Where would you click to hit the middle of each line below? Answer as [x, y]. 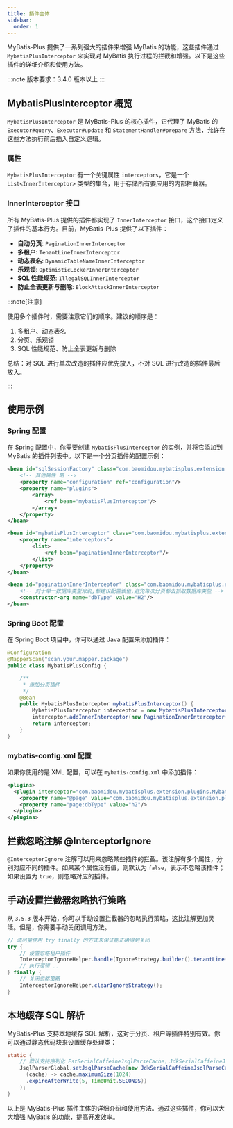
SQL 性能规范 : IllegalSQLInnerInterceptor [78, 278]
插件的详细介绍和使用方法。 [47, 65]
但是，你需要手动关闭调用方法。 [65, 927]
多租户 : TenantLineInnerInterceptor [68, 252]
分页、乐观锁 [35, 340]
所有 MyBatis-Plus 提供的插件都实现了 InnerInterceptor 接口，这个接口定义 [115, 220]
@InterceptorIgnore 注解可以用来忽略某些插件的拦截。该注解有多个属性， [112, 859]
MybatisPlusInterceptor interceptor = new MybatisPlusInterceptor [130, 711]
